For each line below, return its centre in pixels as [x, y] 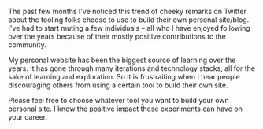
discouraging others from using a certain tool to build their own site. [118, 85]
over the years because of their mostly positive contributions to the [117, 36]
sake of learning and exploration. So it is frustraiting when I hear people [124, 77]
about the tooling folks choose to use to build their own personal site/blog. [129, 20]
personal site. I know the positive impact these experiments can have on [125, 109]
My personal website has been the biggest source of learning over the [122, 60]
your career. [28, 117]
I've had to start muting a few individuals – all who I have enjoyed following [129, 28]
